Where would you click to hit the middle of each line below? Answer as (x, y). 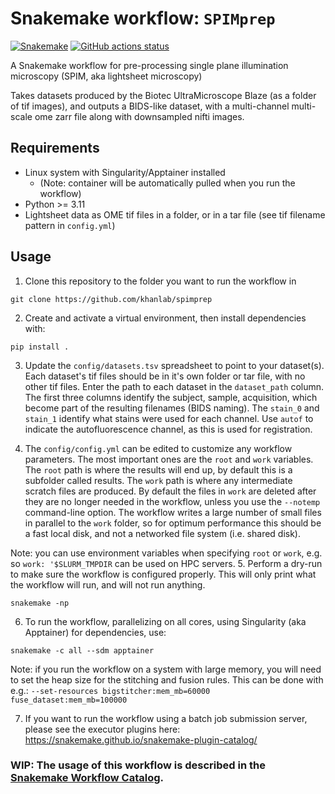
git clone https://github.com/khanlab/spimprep (111, 299)
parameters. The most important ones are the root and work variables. (169, 459)
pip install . (40, 347)
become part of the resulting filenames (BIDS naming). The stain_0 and (172, 408)
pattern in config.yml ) (70, 225)
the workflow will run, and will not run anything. (108, 584)
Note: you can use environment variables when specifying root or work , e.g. (166, 553)
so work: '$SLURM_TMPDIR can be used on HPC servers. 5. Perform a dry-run (166, 563)
